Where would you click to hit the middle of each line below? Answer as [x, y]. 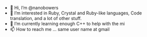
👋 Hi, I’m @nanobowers [34, 8]
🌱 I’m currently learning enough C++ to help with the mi [67, 23]
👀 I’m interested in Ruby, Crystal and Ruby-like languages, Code [76, 13]
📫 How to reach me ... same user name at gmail [60, 29]
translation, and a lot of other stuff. [46, 18]
